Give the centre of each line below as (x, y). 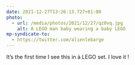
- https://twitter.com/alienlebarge (58, 40)
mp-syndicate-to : (28, 34)
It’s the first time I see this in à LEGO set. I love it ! (68, 57)
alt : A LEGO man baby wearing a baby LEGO (71, 29)
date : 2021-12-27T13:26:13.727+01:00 (54, 12)
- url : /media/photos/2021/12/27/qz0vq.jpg (67, 23)
